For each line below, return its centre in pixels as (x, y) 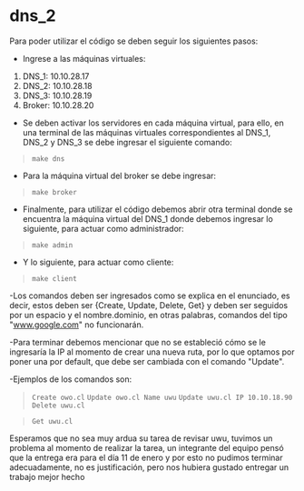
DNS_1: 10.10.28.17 (56, 76)
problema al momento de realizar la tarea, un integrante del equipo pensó (147, 447)
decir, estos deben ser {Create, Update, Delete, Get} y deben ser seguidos (149, 305)
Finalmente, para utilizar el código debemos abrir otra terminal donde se (157, 209)
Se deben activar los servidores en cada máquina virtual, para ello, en (153, 123)
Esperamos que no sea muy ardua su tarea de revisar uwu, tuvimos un (141, 438)
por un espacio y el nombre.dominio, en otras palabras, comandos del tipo (148, 315)
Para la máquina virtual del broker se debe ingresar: (119, 175)
